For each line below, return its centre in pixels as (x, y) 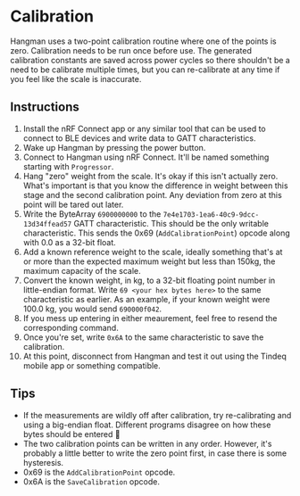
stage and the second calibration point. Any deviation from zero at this (152, 194)
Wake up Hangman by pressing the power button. (114, 147)
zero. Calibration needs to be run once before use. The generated (131, 50)
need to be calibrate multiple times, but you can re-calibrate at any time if (145, 70)
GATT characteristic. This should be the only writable (171, 223)
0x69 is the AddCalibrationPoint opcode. (99, 472)
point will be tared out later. (73, 204)
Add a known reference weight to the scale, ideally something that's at (153, 252)
